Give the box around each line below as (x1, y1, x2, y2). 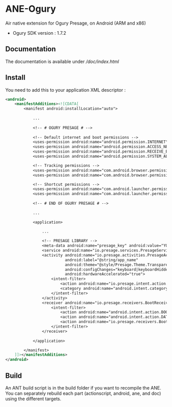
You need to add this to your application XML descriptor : (5, 87, 126, 93)
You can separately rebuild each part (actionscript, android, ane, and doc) (5, 390, 161, 396)
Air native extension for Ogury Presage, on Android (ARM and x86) (5, 20, 146, 26)
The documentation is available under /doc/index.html (5, 58, 119, 65)
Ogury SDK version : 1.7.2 (12, 30, 67, 36)
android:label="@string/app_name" (64, 257, 139, 263)
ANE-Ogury (5, 3, 56, 15)
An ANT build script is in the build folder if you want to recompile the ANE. (5, 385, 161, 391)
